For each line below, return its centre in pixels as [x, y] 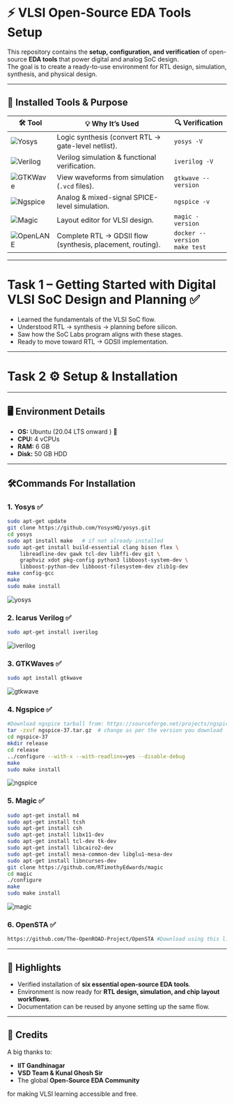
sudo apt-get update [37, 521]
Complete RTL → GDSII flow [102, 235]
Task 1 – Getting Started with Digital [111, 285]
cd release [23, 750]
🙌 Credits [28, 1035]
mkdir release [28, 744]
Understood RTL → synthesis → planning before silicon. [97, 327]
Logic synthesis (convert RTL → [109, 137]
